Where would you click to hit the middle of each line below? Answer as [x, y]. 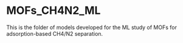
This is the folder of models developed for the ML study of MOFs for [92, 27]
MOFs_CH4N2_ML [54, 11]
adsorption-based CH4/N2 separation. [55, 33]
